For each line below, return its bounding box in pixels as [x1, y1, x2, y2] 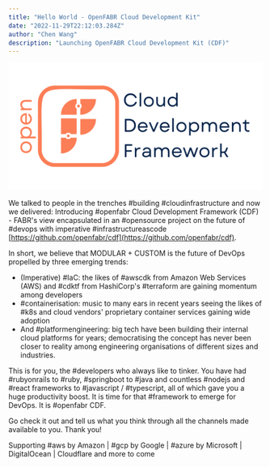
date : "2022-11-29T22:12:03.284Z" [8, 21, 125, 30]
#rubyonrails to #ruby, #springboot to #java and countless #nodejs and [8, 375, 245, 384]
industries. [19, 350, 56, 360]
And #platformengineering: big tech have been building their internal [19, 324, 249, 334]
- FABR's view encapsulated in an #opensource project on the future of [8, 216, 246, 225]
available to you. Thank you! [8, 425, 103, 435]
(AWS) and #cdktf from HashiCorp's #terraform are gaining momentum [19, 281, 257, 291]
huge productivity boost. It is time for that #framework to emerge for [8, 392, 237, 401]
